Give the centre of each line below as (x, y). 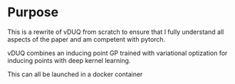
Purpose (33, 12)
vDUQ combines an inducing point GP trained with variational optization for (117, 53)
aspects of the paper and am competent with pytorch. (87, 39)
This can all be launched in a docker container (75, 74)
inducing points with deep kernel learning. (69, 60)
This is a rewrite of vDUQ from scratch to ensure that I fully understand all (116, 32)
